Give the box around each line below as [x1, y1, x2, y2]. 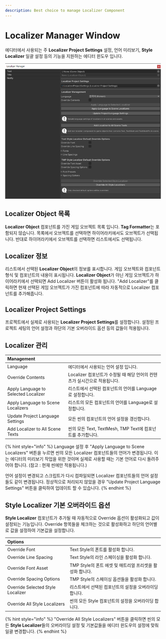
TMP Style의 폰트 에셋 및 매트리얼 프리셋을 [70, 562, 152, 568]
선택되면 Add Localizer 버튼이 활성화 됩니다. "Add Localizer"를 [30, 278, 154, 284]
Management [7, 356, 36, 362]
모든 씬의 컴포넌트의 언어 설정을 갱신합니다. [68, 415, 151, 421]
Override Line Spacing [7, 554, 53, 560]
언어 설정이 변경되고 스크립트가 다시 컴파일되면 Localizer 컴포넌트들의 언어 [5, 473, 149, 479]
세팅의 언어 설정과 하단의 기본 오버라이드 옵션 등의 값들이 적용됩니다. [18, 325, 150, 331]
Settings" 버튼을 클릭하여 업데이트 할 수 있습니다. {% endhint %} [5, 485, 131, 491]
